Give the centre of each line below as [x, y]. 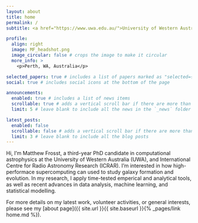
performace [21, 172]
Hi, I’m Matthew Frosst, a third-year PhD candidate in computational [88, 153]
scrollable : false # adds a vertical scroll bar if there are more [96, 131]
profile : [17, 39]
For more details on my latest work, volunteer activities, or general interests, [98, 202]
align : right [27, 44]
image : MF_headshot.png [40, 50]
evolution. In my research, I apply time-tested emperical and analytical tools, [99, 178]
